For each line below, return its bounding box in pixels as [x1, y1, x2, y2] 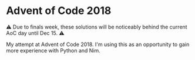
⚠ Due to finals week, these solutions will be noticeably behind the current [6, 23, 187, 30]
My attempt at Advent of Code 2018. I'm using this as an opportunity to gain [6, 41, 190, 48]
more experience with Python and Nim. [6, 47, 101, 54]
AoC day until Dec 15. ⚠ [6, 29, 65, 36]
